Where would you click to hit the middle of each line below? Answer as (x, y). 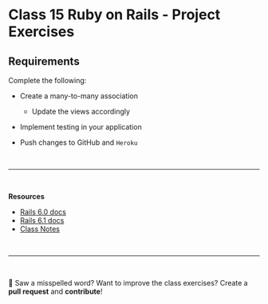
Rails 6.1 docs (42, 220)
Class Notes (39, 229)
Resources (27, 196)
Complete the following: (47, 80)
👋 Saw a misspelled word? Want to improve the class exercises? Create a (128, 283)
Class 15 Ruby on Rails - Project (114, 15)
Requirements (44, 61)
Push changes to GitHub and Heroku (79, 142)
